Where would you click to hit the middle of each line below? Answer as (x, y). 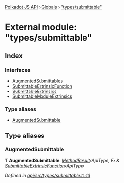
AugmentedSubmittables (38, 81)
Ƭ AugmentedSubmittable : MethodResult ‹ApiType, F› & (62, 160)
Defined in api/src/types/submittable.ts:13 (48, 175)
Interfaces (18, 70)
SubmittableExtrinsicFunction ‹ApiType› (45, 166)
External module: (41, 27)
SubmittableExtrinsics (34, 91)
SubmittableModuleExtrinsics (42, 96)
